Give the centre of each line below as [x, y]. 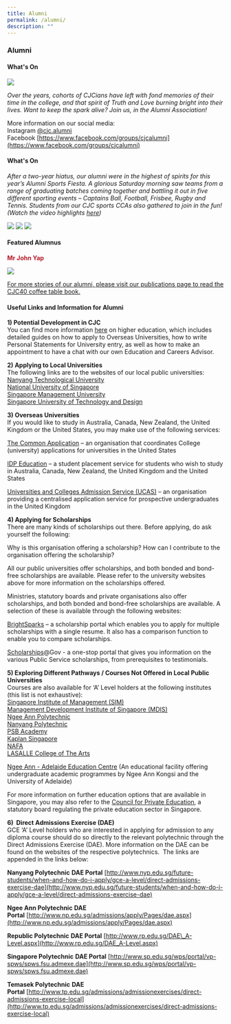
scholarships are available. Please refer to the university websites [113, 576]
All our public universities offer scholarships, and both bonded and [101, 568]
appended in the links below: [48, 859]
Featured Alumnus [34, 242]
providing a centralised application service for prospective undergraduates [113, 499]
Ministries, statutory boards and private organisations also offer [97, 596]
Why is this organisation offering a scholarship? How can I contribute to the [114, 547]
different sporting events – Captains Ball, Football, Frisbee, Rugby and [107, 198]
